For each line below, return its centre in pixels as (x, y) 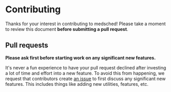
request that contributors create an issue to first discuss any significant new (85, 79)
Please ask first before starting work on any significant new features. (81, 58)
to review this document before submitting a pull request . (67, 29)
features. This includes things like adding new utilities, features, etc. (77, 84)
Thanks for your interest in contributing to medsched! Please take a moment (85, 24)
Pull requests (27, 45)
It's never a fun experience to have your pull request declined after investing (86, 67)
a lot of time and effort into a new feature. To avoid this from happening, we (85, 73)
